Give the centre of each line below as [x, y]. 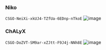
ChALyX [16, 31]
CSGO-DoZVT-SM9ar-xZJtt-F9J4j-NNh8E [44, 42]
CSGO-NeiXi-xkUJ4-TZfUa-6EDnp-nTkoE [44, 19]
